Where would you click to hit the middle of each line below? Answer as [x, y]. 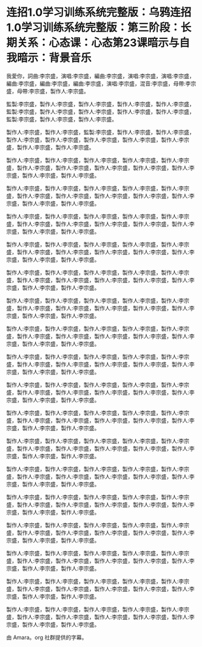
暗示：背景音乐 [55, 58]
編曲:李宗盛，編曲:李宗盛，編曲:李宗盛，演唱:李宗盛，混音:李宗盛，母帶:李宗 [101, 83]
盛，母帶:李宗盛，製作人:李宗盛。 [48, 91]
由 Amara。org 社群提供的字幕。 [47, 637]
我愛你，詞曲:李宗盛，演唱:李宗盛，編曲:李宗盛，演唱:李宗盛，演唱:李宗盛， [101, 76]
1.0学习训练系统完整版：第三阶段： [93, 28]
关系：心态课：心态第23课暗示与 [98, 43]
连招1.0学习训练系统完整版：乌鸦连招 [99, 12]
